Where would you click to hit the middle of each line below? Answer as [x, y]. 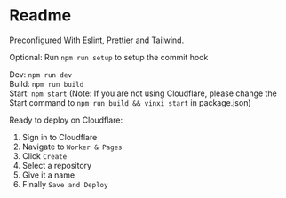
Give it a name [48, 175]
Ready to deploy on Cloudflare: [66, 120]
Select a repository [56, 165]
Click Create [44, 155]
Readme [40, 16]
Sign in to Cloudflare [60, 137]
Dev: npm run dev [41, 74]
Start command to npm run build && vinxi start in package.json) [130, 102]
